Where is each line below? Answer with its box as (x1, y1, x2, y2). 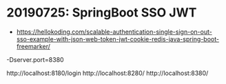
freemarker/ (16, 42, 51, 50)
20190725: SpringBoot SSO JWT (6, 5, 197, 21)
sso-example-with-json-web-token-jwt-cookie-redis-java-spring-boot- (16, 34, 220, 43)
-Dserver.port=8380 (6, 55, 64, 63)
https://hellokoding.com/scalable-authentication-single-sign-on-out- (16, 28, 213, 36)
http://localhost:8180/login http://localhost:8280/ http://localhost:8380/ (6, 69, 209, 77)
